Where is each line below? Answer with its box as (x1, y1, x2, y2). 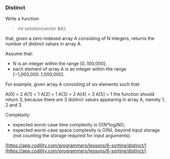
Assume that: (5, 50, 33, 57)
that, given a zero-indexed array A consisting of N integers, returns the (5, 35, 155, 42)
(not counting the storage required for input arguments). (12, 132, 132, 139)
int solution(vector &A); (17, 25, 67, 32)
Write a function (5, 16, 39, 22)
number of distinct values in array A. (5, 41, 82, 47)
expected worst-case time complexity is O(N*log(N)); (12, 122, 125, 128)
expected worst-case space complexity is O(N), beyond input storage (12, 127, 160, 134)
